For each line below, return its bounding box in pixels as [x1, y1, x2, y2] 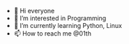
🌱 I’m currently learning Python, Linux [13, 22, 122, 29]
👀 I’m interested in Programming [13, 14, 107, 22]
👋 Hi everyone [13, 7, 55, 15]
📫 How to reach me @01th [13, 29, 92, 38]
